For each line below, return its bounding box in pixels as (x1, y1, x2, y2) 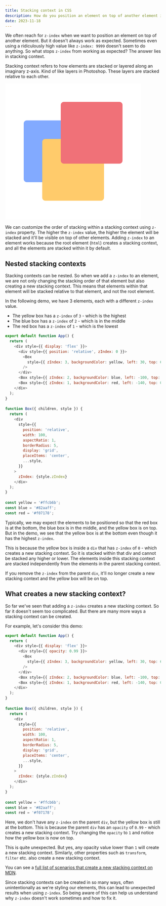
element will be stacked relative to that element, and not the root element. (5, 288, 155, 294)
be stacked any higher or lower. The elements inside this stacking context (5, 555, 155, 561)
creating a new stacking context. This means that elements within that (5, 283, 148, 289)
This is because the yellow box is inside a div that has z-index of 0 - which (5, 545, 157, 551)
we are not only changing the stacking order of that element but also (5, 278, 145, 284)
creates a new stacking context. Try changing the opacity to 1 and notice (5, 830, 154, 836)
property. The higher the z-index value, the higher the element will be (17, 230, 159, 236)
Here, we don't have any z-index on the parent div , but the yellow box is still (5, 819, 161, 825)
